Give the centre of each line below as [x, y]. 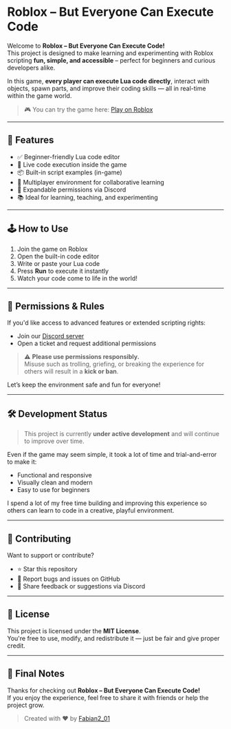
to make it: [22, 462]
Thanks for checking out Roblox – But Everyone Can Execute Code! [104, 690]
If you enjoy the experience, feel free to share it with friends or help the [108, 697]
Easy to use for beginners [54, 490]
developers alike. [31, 68]
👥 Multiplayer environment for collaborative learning [91, 182]
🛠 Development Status [57, 414]
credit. [16, 646]
